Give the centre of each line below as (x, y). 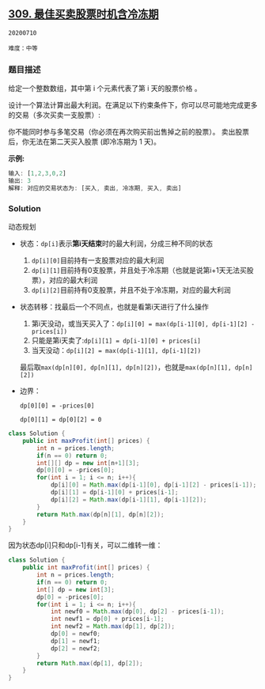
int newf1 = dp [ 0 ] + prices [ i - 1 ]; (107, 619)
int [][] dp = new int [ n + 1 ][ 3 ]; (88, 463)
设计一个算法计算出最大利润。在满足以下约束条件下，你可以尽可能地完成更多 (133, 105)
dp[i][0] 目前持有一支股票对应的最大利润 (98, 260)
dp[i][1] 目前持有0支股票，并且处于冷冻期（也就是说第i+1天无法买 (139, 271)
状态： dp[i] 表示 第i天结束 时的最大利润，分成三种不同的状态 (116, 244)
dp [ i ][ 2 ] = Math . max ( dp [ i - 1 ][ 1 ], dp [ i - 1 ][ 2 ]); (129, 500)
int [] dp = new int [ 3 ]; (76, 589)
